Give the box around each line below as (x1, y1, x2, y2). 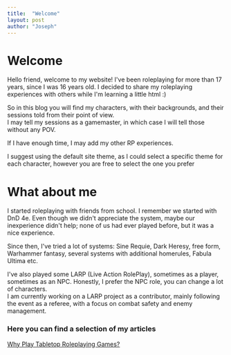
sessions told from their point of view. (7, 111, 115, 119)
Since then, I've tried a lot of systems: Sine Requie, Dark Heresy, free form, (7, 242, 221, 251)
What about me (7, 184, 98, 200)
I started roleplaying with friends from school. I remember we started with (7, 207, 217, 215)
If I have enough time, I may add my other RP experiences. (7, 139, 174, 147)
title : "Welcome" (7, 10, 60, 17)
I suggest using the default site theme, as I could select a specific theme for (7, 153, 223, 161)
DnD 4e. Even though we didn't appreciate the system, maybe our (7, 214, 196, 222)
